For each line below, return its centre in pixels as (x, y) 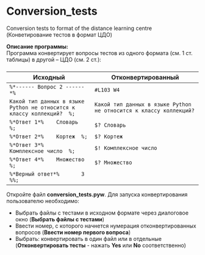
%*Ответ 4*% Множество (47, 159)
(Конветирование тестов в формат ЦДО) (59, 34)
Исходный (49, 77)
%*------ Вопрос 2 (36, 87)
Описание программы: (37, 46)
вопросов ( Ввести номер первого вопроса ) (73, 232)
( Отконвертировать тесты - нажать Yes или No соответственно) (100, 245)
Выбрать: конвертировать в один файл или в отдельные (88, 238)
